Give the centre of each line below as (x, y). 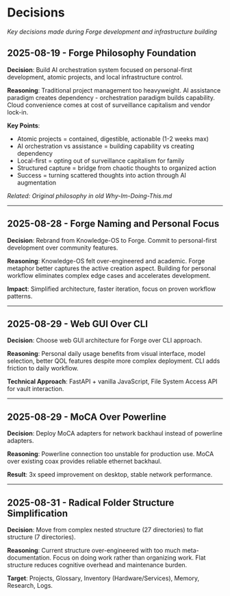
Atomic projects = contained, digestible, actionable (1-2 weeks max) (113, 139)
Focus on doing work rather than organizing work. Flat (129, 558)
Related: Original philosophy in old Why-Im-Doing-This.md (90, 195)
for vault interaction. (36, 389)
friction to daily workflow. (43, 368)
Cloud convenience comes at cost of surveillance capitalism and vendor (109, 105)
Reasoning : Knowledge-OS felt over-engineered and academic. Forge (106, 261)
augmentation (37, 182)
